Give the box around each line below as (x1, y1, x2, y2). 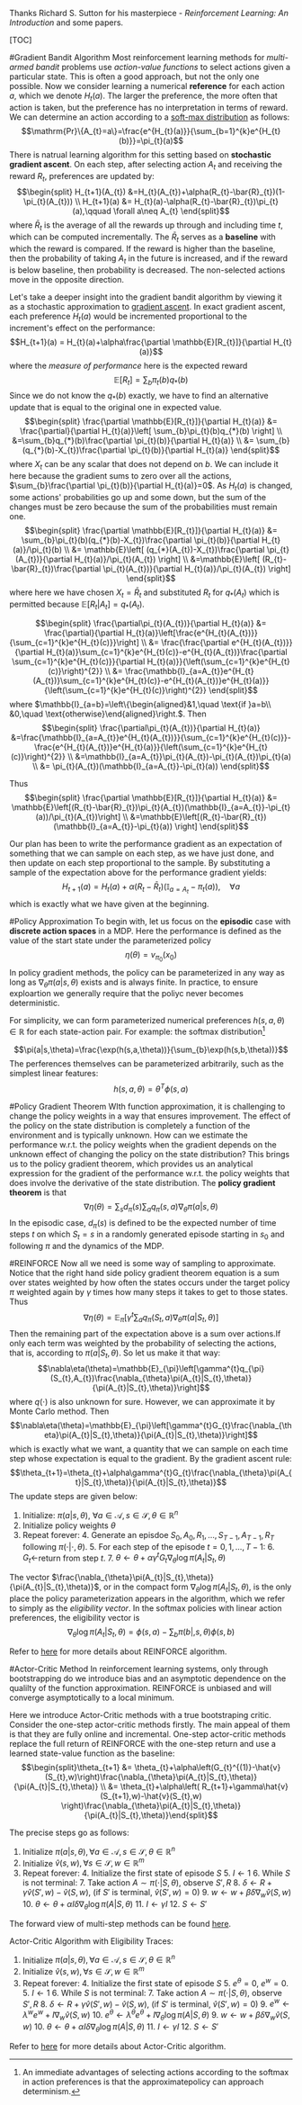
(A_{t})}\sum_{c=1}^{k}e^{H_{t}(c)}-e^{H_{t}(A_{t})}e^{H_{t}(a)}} (32, 675, 270, 687)
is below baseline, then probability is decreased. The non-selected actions (9, 265, 286, 275)
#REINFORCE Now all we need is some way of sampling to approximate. (9, 1258, 276, 1269)
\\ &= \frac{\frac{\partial (140, 637, 230, 648)
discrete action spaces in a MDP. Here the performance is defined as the (9, 926, 282, 937)
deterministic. (9, 998, 60, 1009)
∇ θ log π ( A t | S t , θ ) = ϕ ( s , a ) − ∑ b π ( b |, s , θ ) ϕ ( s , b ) (67, 1626, 235, 1639)
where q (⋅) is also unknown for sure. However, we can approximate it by (9, 1397, 276, 1408)
